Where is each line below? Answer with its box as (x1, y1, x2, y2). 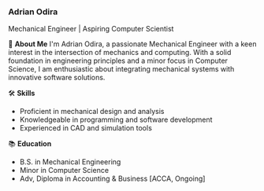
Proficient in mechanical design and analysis (19, 107, 165, 116)
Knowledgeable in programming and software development (19, 115, 213, 124)
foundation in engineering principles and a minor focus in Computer (8, 56, 229, 65)
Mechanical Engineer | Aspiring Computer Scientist (8, 24, 174, 34)
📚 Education (8, 139, 52, 149)
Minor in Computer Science (19, 166, 109, 175)
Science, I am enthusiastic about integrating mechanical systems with (8, 64, 235, 74)
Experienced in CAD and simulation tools (19, 123, 152, 133)
